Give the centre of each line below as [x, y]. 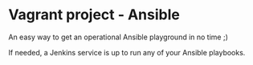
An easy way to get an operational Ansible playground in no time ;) [118, 37]
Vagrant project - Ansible [94, 15]
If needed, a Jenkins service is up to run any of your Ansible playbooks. [127, 52]
